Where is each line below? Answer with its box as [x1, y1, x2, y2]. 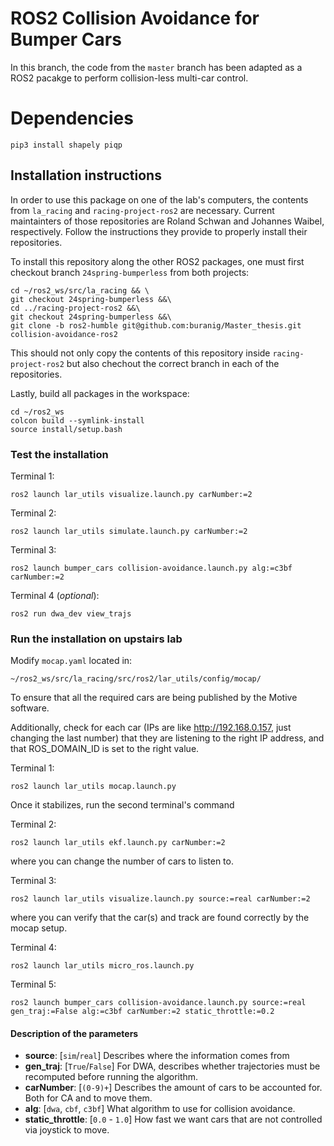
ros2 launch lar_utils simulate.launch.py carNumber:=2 [10, 526, 248, 536]
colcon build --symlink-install [10, 415, 145, 426]
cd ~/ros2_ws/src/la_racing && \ [10, 285, 150, 296]
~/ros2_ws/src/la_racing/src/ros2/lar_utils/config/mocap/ [10, 674, 262, 684]
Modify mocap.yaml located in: [10, 655, 133, 667]
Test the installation [10, 447, 109, 461]
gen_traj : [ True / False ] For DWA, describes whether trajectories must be [24, 1060, 321, 1072]
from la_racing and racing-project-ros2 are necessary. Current [10, 204, 275, 216]
